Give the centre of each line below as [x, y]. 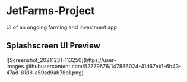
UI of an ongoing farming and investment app [62, 27]
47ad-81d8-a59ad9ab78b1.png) [45, 73]
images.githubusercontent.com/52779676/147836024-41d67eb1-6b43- [94, 66]
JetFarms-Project [50, 11]
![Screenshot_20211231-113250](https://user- [61, 60]
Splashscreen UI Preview [53, 46]
